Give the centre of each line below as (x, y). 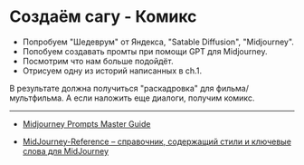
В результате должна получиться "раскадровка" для (112, 88)
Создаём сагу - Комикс (103, 17)
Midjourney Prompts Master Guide (86, 123)
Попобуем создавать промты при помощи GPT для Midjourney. (145, 51)
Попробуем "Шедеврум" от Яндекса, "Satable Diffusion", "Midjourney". (158, 42)
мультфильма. (37, 98)
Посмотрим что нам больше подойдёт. (98, 61)
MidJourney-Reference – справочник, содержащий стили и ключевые (157, 141)
